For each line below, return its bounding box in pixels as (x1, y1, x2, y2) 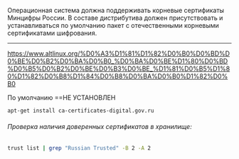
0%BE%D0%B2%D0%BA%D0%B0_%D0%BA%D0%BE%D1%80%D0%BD (7, 57, 228, 65)
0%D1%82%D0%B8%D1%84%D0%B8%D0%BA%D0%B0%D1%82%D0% (7, 72, 228, 81)
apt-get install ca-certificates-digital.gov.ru (7, 107, 154, 114)
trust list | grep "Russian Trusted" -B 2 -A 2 (7, 145, 152, 152)
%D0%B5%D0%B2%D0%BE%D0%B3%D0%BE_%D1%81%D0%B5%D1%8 (7, 64, 230, 73)
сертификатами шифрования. (7, 29, 97, 37)
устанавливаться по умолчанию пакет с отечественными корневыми (7, 21, 219, 29)
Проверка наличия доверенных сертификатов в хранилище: (7, 123, 192, 131)
